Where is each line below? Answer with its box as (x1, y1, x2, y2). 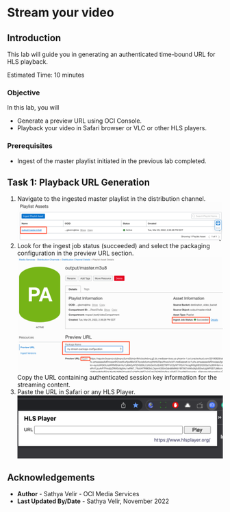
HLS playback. (7, 58, 49, 66)
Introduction (7, 32, 62, 44)
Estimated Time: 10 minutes (7, 71, 85, 79)
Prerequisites (7, 141, 53, 151)
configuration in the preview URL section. (16, 249, 134, 258)
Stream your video (7, 5, 114, 21)
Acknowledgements (7, 472, 95, 483)
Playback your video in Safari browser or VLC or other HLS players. (16, 124, 207, 132)
